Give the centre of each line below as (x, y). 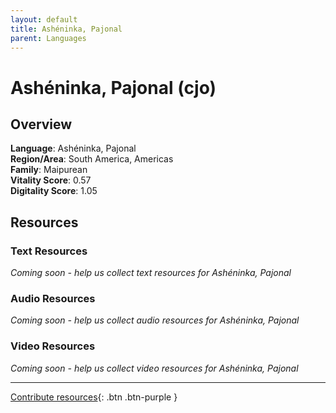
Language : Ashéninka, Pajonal (73, 148)
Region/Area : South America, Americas (92, 159)
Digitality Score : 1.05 (54, 191)
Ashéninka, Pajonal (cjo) (113, 87)
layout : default (44, 19)
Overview (41, 124)
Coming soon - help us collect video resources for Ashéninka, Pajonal (154, 368)
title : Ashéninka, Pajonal (66, 29)
